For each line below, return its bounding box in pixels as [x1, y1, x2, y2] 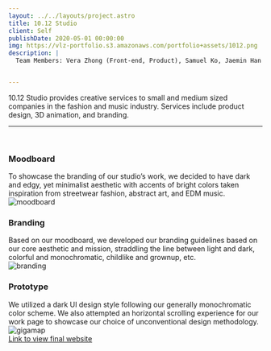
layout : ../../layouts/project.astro [8, 11, 135, 20]
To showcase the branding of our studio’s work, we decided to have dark [8, 171, 251, 181]
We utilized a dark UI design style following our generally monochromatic [8, 299, 252, 309]
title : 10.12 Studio [8, 19, 78, 27]
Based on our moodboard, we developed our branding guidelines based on [8, 235, 258, 246]
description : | [8, 49, 60, 57]
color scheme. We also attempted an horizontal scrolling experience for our [8, 308, 259, 318]
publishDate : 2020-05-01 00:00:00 [8, 34, 125, 43]
